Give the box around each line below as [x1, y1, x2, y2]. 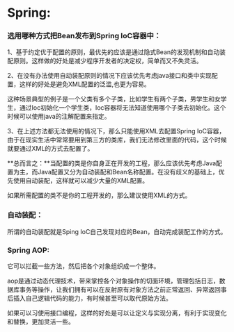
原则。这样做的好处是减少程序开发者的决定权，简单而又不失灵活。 [13, 57, 203, 65]
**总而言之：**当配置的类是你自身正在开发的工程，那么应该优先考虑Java [7, 159, 217, 167]
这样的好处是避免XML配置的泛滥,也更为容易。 [19, 80, 151, 88]
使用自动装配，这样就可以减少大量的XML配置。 [13, 176, 149, 185]
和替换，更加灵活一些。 [7, 317, 75, 326]
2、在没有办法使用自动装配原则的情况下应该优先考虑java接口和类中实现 [7, 72, 212, 80]
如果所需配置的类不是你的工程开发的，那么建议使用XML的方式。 [7, 191, 192, 199]
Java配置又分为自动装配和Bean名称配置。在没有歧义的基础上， [37, 168, 219, 176]
